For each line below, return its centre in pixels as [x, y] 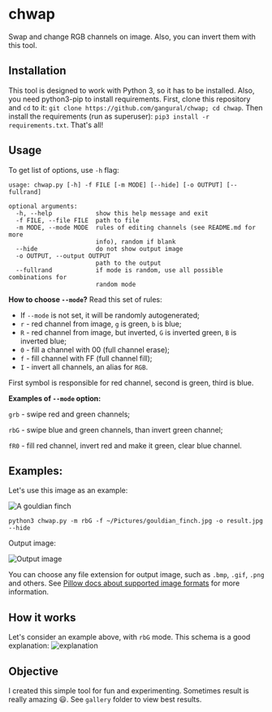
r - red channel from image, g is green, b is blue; [101, 324]
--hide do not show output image [99, 248]
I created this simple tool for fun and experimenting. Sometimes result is [129, 690]
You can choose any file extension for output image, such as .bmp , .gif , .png [136, 575]
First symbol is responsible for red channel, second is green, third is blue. [131, 382]
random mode [116, 284]
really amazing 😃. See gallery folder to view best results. [105, 699]
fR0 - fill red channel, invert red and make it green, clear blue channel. [125, 445]
